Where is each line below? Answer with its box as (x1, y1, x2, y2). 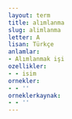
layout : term (8, 11, 51, 20)
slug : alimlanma (8, 26, 61, 34)
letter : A (8, 33, 41, 41)
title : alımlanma (8, 19, 65, 27)
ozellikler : (8, 63, 47, 70)
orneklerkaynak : (8, 92, 61, 99)
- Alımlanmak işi (8, 56, 65, 63)
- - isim (8, 70, 37, 78)
